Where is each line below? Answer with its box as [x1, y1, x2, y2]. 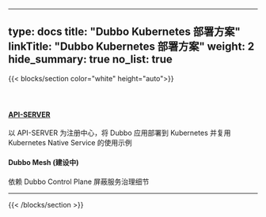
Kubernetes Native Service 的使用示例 [8, 138, 132, 148]
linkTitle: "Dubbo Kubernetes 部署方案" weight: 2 [8, 40, 255, 54]
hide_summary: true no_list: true [8, 53, 173, 66]
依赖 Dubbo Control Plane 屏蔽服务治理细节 [8, 177, 150, 186]
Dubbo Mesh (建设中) [8, 158, 79, 167]
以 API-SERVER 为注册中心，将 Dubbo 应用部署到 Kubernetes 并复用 [8, 128, 231, 138]
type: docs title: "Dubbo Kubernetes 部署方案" [8, 25, 241, 39]
